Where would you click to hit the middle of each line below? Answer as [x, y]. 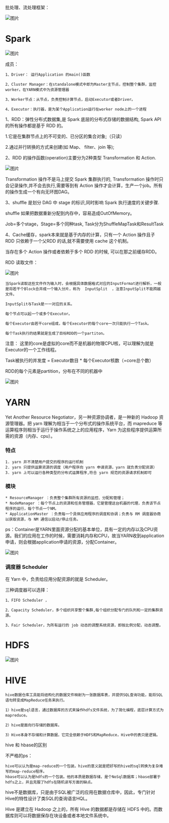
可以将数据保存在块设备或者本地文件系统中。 [65, 815]
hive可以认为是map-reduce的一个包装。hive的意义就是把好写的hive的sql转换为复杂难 [84, 766]
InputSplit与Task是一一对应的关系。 [40, 304]
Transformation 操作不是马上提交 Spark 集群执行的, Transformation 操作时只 [84, 179]
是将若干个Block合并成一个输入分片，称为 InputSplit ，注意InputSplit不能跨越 [83, 289]
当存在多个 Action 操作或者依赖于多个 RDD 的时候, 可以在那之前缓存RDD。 [82, 252]
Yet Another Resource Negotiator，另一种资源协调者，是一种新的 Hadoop [81, 417]
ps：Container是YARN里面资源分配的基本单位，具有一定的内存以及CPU [79, 530]
